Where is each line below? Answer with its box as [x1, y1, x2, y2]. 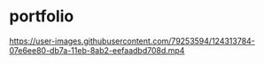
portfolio [9, 6, 74, 27]
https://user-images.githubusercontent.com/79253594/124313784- [9, 36, 255, 46]
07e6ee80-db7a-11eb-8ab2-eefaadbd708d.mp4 [9, 44, 185, 55]
